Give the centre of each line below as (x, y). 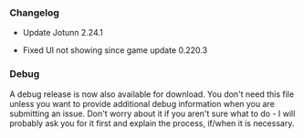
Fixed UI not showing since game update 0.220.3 (115, 50)
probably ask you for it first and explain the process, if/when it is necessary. (152, 123)
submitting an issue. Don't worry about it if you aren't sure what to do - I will (152, 113)
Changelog (34, 13)
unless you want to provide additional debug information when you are (142, 103)
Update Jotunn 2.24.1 (63, 33)
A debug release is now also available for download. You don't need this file (152, 94)
